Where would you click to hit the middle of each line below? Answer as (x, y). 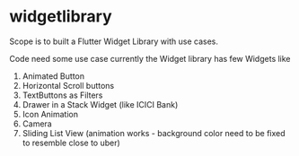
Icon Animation (50, 114)
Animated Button (53, 76)
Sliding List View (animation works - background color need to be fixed (154, 133)
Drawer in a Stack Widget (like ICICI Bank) (100, 104)
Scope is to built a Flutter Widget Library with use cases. (114, 41)
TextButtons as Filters (62, 95)
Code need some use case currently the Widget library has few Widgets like (150, 58)
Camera (37, 124)
